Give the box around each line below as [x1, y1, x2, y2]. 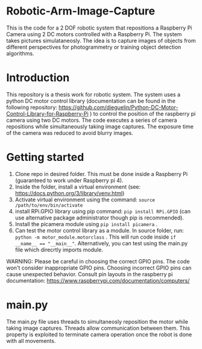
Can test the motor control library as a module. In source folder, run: [14, 227, 184, 234]
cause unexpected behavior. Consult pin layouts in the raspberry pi [6, 270, 173, 278]
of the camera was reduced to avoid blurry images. [6, 129, 134, 136]
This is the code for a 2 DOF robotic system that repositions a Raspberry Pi [6, 24, 192, 31]
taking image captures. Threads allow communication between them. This [6, 324, 191, 332]
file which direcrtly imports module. [14, 246, 104, 253]
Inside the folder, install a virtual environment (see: [14, 183, 141, 190]
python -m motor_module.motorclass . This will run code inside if [14, 233, 176, 241]
